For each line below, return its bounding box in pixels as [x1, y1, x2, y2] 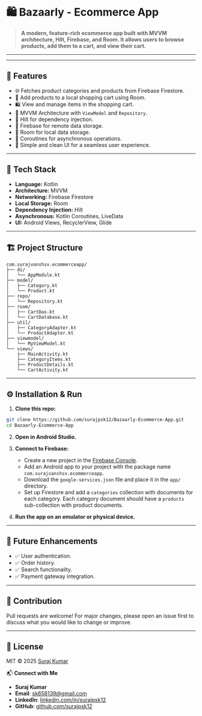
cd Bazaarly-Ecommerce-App [6, 422, 74, 429]
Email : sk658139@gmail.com [14, 690, 87, 697]
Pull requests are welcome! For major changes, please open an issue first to [6, 612, 194, 619]
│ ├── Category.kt [6, 283, 58, 289]
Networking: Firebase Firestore [14, 193, 94, 200]
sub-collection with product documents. [23, 501, 124, 509]
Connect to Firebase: [14, 445, 69, 452]
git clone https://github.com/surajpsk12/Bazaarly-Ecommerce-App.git [6, 417, 185, 423]
